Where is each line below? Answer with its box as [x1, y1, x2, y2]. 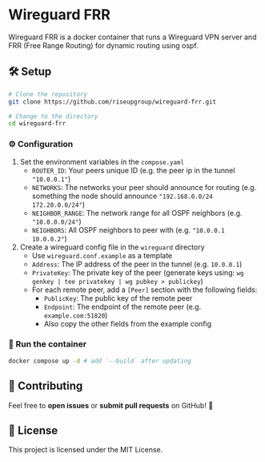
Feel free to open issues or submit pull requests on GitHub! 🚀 [8, 400, 214, 410]
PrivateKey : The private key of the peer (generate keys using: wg [31, 267, 244, 278]
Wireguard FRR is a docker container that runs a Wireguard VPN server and [8, 32, 257, 42]
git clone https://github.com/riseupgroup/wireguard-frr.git [8, 98, 217, 106]
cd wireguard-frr [8, 120, 66, 128]
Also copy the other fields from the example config [43, 318, 212, 328]
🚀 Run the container [8, 338, 86, 350]
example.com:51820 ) [43, 310, 108, 320]
